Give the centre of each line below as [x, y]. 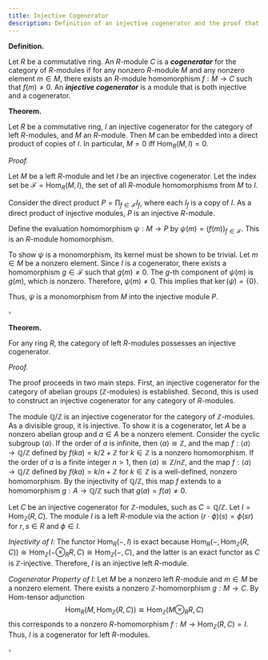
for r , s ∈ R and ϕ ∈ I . [44, 526]
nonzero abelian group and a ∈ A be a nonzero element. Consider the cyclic [134, 434]
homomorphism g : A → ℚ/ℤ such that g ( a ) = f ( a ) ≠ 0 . [98, 490]
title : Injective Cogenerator [59, 16]
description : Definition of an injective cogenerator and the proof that [134, 23]
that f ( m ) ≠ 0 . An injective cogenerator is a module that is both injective [127, 87]
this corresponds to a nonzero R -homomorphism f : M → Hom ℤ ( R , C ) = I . [128, 625]
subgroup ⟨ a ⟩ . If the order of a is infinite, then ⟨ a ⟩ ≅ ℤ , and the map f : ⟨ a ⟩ [130, 443]
